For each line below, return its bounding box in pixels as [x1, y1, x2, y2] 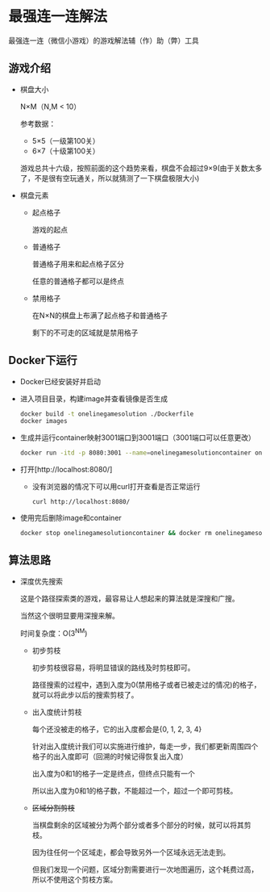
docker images [19, 417, 68, 425]
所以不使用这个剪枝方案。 [31, 874, 118, 884]
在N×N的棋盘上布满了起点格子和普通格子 [31, 310, 168, 320]
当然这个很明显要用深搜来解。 [19, 610, 119, 620]
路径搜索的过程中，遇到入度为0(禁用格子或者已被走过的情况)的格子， [31, 680, 261, 689]
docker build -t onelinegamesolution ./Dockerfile [19, 409, 194, 418]
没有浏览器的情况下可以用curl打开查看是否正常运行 [31, 482, 201, 492]
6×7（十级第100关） [31, 146, 100, 156]
